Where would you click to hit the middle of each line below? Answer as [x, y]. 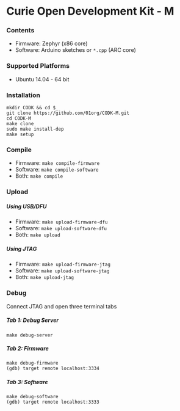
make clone [20, 124]
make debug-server [30, 335]
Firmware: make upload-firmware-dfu [61, 222]
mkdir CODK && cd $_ [33, 108]
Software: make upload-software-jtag [62, 271]
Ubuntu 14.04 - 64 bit [42, 79]
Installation [23, 95]
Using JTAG [22, 249]
